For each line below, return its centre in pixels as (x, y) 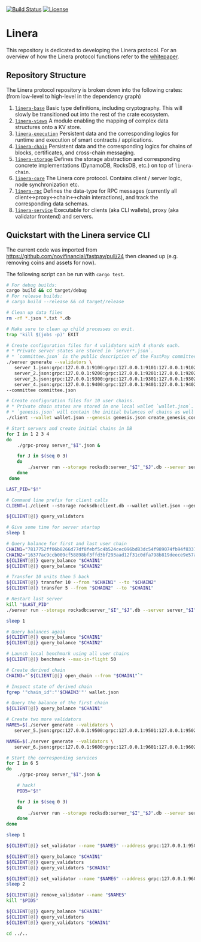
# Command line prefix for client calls (57, 500)
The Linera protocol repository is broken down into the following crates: (94, 89)
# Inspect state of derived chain (49, 687)
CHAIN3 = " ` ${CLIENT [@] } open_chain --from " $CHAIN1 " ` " (75, 675)
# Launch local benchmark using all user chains (68, 654)
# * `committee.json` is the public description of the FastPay (88, 357)
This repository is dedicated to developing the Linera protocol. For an (91, 50)
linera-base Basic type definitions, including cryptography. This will (98, 107)
